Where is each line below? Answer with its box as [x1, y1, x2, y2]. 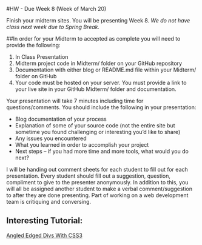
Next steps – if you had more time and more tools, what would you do [15, 148, 189, 155]
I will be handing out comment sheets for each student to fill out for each [6, 166, 188, 173]
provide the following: [6, 42, 61, 49]
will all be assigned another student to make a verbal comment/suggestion [6, 185, 193, 192]
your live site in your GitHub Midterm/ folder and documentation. [15, 86, 177, 93]
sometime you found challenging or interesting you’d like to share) [15, 129, 181, 135]
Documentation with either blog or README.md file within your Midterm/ [15, 66, 197, 73]
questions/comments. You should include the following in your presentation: [6, 104, 197, 111]
